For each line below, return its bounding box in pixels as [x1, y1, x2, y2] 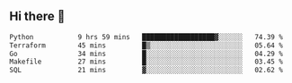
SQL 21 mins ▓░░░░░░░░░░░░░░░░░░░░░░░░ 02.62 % [9, 66, 283, 75]
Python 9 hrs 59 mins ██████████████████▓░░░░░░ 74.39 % [9, 32, 283, 41]
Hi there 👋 [9, 9, 66, 24]
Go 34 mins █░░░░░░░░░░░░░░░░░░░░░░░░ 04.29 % [9, 49, 283, 58]
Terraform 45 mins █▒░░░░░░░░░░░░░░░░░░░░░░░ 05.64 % [9, 41, 283, 50]
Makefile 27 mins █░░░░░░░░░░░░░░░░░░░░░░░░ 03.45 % [9, 57, 283, 67]
